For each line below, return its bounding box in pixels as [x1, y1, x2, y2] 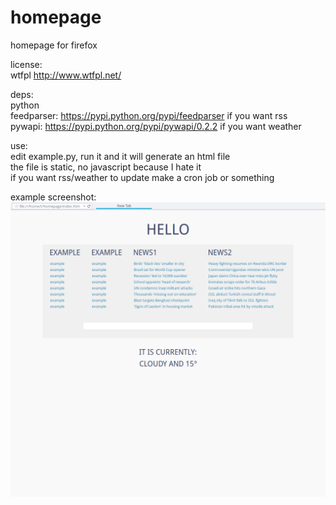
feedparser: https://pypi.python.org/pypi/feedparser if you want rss [10, 109, 288, 121]
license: [10, 58, 43, 70]
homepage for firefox [10, 39, 98, 51]
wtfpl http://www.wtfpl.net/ [10, 69, 122, 81]
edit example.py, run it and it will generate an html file [10, 150, 231, 162]
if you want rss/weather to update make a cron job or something [10, 171, 275, 183]
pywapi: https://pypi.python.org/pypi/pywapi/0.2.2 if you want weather [10, 120, 302, 132]
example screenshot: [10, 191, 97, 203]
